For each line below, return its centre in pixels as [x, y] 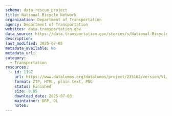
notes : [21, 106]
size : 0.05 [26, 91]
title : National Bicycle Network [41, 15]
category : [16, 58]
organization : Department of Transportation [53, 20]
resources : [17, 67]
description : [19, 39]
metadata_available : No [31, 48]
